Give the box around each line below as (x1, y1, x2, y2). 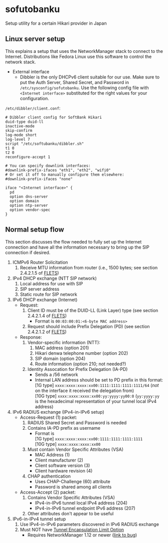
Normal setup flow (5, 225, 64, 234)
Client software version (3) (35, 462, 90, 469)
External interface (12, 68, 50, 74)
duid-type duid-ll (5, 119, 44, 124)
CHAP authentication (27, 473, 71, 479)
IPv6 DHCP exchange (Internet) (12, 296, 78, 302)
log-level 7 (5, 137, 30, 142)
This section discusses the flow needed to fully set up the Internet (5, 239, 142, 245)
